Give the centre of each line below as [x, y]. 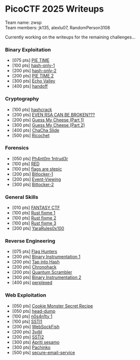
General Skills [22, 197]
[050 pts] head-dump [34, 311]
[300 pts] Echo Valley [34, 81]
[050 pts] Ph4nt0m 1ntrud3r [40, 158]
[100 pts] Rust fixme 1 [34, 213]
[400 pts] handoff [30, 86]
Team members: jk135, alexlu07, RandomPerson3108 [58, 27]
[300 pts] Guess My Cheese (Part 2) [48, 125]
